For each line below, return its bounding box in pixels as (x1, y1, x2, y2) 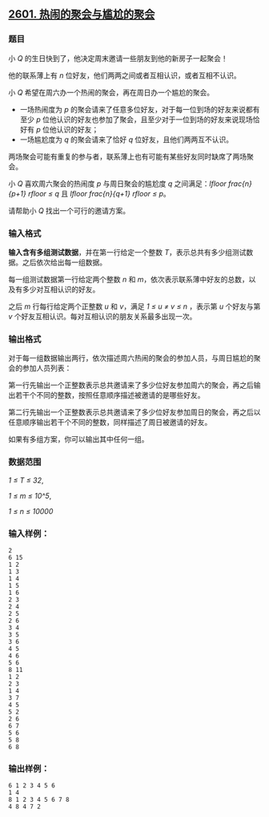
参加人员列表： (22, 363, 72, 373)
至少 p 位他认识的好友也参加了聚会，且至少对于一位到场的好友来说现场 (19, 115, 254, 124)
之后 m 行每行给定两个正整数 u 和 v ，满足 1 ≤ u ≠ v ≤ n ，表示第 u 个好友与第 (8, 301, 261, 311)
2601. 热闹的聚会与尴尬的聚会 (8, 7, 155, 22)
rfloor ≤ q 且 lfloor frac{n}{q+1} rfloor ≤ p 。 (27, 188, 171, 198)
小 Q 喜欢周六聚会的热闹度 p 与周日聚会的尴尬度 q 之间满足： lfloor (8, 179, 227, 188)
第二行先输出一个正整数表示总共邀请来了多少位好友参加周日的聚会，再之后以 (8, 407, 261, 417)
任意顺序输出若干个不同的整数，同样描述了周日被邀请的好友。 (8, 418, 212, 427)
